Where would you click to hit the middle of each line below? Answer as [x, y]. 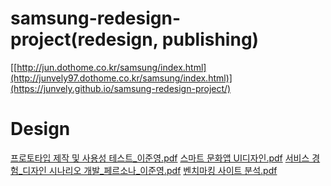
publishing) [210, 39]
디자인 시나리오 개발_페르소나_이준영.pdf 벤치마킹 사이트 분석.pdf [150, 170]
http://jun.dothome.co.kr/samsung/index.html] [111, 67]
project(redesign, [84, 39]
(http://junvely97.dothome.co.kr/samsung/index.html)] [121, 78]
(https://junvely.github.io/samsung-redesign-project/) [121, 88]
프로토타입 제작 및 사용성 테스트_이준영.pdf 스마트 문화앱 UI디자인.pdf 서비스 [160, 158]
